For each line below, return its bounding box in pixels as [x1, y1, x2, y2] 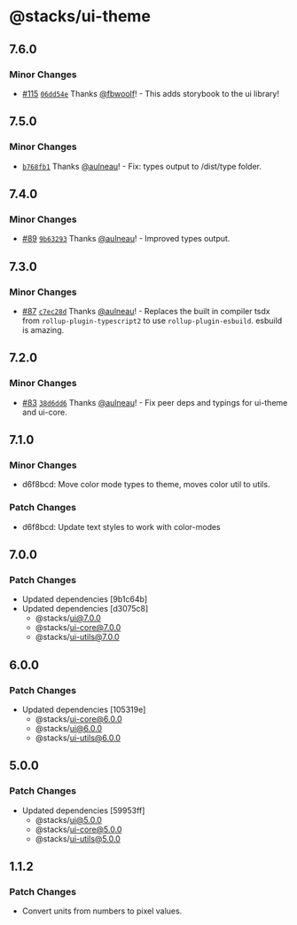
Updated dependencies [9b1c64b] [21, 594, 148, 605]
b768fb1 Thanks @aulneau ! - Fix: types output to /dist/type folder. [21, 161, 262, 171]
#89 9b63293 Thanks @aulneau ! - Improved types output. [21, 233, 231, 244]
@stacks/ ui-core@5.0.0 [35, 824, 122, 834]
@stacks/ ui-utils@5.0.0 [35, 833, 121, 844]
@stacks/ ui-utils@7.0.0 [35, 632, 120, 643]
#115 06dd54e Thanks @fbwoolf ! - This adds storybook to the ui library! [21, 88, 279, 99]
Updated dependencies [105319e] [21, 704, 146, 715]
